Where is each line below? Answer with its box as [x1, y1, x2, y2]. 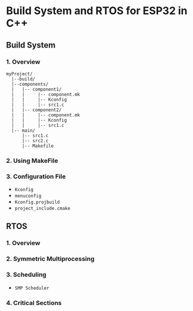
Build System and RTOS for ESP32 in [6, 4, 188, 18]
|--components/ [11, 81, 49, 87]
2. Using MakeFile [6, 156, 58, 165]
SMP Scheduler [14, 285, 49, 291]
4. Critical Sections [6, 299, 62, 307]
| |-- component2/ [11, 107, 62, 113]
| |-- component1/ [11, 86, 62, 92]
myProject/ [6, 71, 33, 77]
